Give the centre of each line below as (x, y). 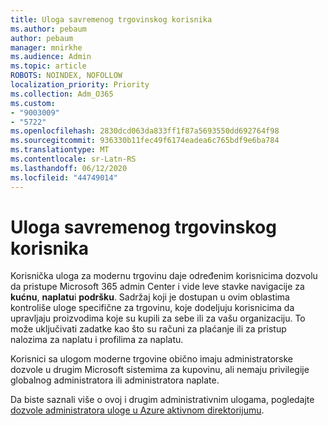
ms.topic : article (48, 66)
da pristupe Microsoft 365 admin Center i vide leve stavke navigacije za (157, 287)
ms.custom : (33, 103)
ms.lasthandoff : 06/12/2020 (69, 168)
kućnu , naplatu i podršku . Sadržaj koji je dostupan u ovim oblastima (150, 297)
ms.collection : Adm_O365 (62, 94)
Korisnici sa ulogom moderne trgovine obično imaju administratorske (152, 359)
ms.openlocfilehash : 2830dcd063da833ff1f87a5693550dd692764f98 (145, 131)
